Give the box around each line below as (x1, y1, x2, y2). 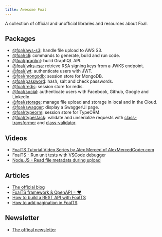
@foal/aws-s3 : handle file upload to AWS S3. (12, 47, 103, 54)
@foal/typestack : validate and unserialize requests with (12, 115, 124, 121)
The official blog (12, 184, 45, 190)
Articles (5, 171, 30, 180)
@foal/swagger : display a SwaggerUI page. (12, 104, 100, 110)
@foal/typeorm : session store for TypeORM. (12, 109, 101, 115)
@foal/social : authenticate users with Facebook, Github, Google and (12, 89, 149, 95)
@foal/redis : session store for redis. (12, 84, 84, 90)
